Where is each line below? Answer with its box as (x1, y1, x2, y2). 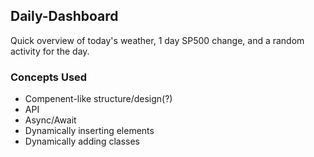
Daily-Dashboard (10, 8, 119, 25)
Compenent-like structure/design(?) (24, 93, 173, 105)
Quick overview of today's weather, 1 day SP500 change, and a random (10, 34, 305, 46)
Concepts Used (10, 70, 88, 84)
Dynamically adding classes (24, 135, 140, 148)
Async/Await (24, 114, 77, 126)
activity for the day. (10, 45, 90, 57)
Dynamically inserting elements (24, 125, 155, 137)
